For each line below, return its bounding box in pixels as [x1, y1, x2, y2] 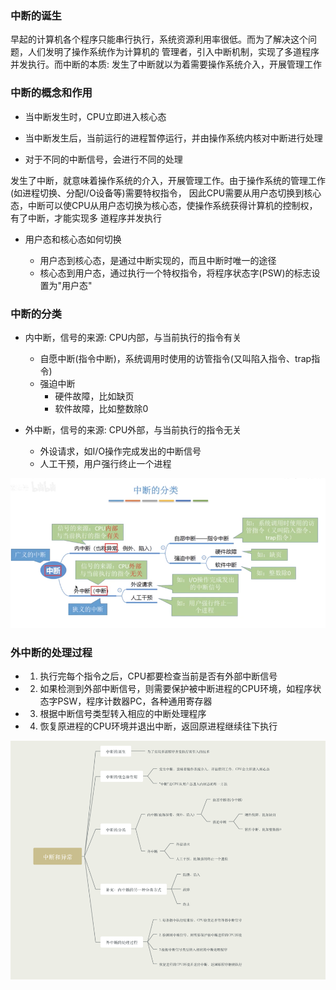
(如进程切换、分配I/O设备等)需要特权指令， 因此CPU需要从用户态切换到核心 [10, 187, 322, 199]
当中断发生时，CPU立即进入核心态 [24, 110, 167, 122]
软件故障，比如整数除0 [54, 402, 149, 414]
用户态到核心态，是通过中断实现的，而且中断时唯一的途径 [39, 254, 277, 266]
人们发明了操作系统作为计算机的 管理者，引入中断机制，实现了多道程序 [27, 46, 320, 58]
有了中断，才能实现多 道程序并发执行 [10, 212, 162, 224]
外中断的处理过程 [10, 645, 93, 659]
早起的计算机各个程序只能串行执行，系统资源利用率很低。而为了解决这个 [10, 33, 308, 46]
